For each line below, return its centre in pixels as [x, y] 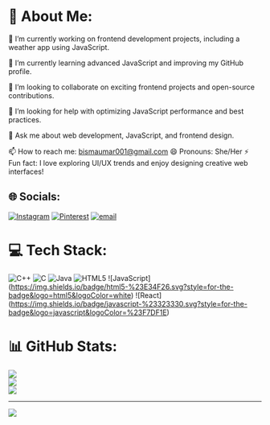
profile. [20, 71]
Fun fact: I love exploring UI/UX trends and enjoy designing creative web [128, 163]
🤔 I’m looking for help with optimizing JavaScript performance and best [126, 111]
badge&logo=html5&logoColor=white [70, 295]
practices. [25, 119]
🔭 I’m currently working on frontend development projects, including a [124, 39]
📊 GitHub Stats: [63, 346]
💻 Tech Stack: [58, 250]
